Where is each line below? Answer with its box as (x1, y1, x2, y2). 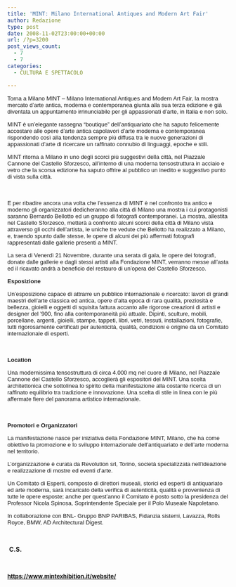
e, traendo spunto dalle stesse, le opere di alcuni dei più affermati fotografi (7, 232, 195, 240)
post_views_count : (7, 43, 61, 50)
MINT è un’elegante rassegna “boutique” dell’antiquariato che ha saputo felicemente (7, 120, 220, 128)
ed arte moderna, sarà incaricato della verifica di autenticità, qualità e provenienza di (7, 486, 221, 494)
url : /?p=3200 (7, 37, 49, 44)
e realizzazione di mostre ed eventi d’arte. (7, 467, 113, 475)
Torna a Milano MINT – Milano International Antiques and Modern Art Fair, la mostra (7, 94, 219, 102)
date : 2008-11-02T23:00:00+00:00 (7, 30, 105, 37)
